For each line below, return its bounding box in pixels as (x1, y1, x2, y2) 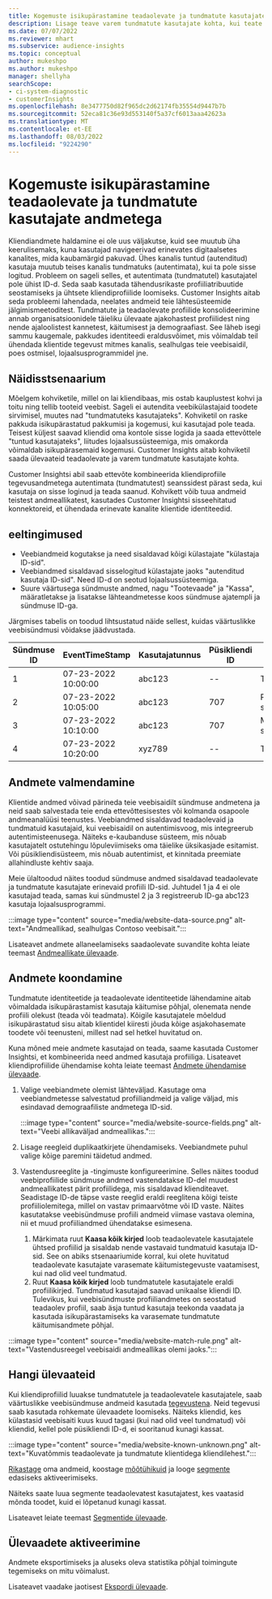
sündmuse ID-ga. (19, 601, 79, 611)
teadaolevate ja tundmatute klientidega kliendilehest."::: (71, 1448, 257, 1458)
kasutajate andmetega (8, 209, 163, 228)
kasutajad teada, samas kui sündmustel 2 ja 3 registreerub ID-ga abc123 (8, 890, 249, 901)
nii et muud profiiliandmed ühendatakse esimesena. (19, 1218, 193, 1227)
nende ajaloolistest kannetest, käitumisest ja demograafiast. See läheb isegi (8, 322, 261, 333)
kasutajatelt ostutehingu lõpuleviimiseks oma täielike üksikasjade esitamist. (8, 840, 259, 850)
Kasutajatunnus (138, 650, 202, 661)
